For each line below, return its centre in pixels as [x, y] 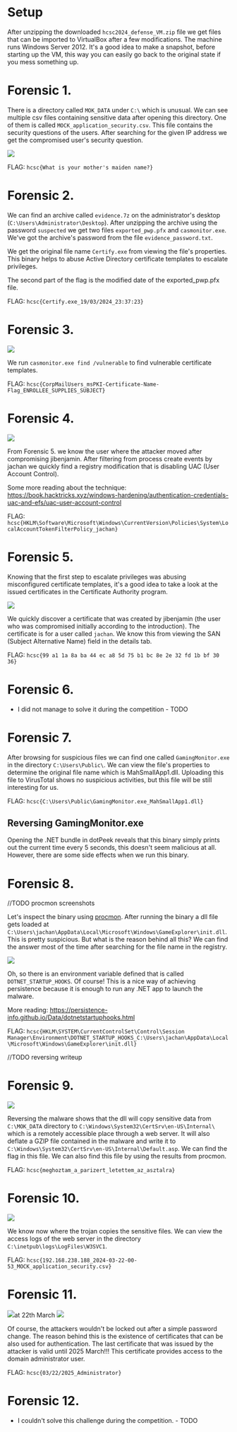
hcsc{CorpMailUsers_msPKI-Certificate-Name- [93, 384]
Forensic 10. [43, 1199]
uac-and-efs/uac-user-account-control [65, 502]
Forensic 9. [41, 1086]
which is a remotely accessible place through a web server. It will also [109, 1134]
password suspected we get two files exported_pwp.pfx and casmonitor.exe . [117, 230]
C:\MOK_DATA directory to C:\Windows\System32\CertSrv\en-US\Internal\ [111, 1126]
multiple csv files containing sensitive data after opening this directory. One [117, 117]
